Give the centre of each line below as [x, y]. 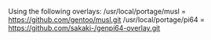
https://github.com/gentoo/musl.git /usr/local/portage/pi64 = [107, 20]
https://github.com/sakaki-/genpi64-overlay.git [84, 28]
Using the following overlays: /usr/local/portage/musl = [97, 11]
